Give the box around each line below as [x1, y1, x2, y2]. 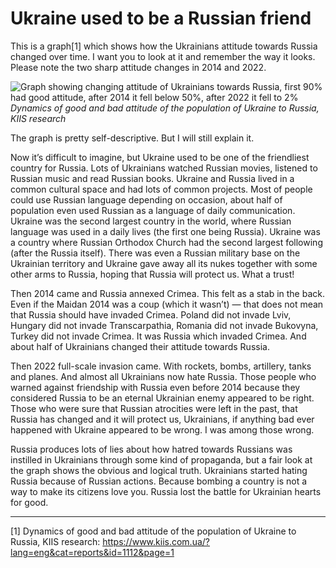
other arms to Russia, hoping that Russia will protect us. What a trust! [10, 268, 295, 280]
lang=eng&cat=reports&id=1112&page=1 [10, 546, 175, 558]
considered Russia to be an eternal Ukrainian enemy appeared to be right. [10, 392, 315, 404]
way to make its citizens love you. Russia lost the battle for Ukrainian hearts [10, 485, 322, 497]
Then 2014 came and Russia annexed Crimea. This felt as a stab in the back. [10, 287, 325, 299]
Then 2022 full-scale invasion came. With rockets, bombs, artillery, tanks [10, 360, 312, 372]
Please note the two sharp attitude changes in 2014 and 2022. [10, 61, 267, 73]
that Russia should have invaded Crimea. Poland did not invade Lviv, [10, 308, 292, 321]
